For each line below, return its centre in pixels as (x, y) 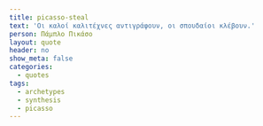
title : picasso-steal (49, 17)
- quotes (33, 75)
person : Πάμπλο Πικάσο (51, 34)
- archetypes (41, 91)
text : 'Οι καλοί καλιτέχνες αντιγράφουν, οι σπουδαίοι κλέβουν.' (132, 26)
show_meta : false (41, 59)
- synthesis (39, 100)
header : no (29, 51)
